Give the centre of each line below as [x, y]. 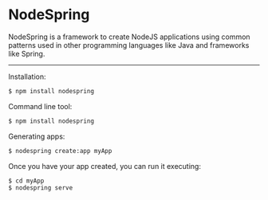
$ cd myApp [26, 181]
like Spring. [27, 53]
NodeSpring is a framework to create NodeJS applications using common [129, 37]
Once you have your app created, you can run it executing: [105, 166]
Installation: [27, 76]
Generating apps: [37, 136]
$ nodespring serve [41, 188]
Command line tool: [40, 106]
